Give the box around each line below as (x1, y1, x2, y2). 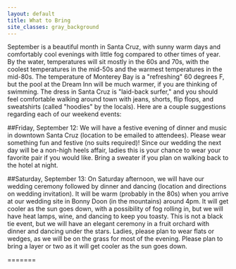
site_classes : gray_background (7, 23, 99, 30)
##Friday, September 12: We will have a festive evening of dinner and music (7, 124, 228, 132)
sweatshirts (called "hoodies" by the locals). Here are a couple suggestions (7, 103, 226, 111)
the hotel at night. (7, 161, 58, 170)
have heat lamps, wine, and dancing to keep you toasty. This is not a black (7, 212, 223, 220)
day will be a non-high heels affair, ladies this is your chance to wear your (7, 146, 221, 155)
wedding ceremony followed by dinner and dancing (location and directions (7, 182, 227, 191)
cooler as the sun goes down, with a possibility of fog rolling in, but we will (7, 205, 223, 213)
